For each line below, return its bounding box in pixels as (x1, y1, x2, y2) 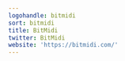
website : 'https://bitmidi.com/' (8, 41, 119, 49)
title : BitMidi (8, 26, 59, 34)
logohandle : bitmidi (8, 11, 77, 20)
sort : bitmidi (8, 19, 55, 27)
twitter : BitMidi (8, 33, 66, 42)
